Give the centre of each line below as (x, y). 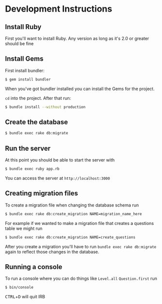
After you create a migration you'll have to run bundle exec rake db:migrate (81, 246)
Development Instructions (59, 9)
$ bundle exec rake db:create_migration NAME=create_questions (70, 237)
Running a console (34, 267)
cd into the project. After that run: (38, 98)
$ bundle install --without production (45, 107)
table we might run (24, 228)
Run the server (28, 148)
